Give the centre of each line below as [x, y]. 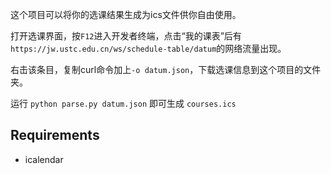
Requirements [55, 135]
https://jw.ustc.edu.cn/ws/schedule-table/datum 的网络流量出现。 [148, 48]
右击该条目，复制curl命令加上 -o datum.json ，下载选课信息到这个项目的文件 [166, 69]
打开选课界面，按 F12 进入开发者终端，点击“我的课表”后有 [126, 36]
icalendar [44, 159]
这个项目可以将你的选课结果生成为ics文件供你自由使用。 [126, 14]
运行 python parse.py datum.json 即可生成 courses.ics [123, 103]
